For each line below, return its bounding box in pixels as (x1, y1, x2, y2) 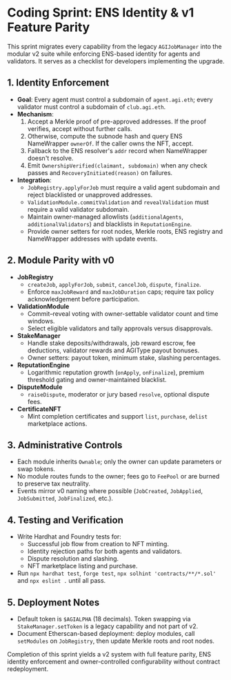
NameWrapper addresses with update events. (27, 234, 158, 243)
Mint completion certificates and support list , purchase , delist (27, 412, 208, 420)
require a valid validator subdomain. (27, 205, 130, 213)
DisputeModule (17, 383, 63, 391)
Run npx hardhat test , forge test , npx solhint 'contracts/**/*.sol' (17, 569, 217, 577)
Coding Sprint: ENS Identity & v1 (7, 5, 194, 21)
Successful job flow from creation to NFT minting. (27, 540, 169, 548)
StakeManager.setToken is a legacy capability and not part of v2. (17, 622, 199, 630)
